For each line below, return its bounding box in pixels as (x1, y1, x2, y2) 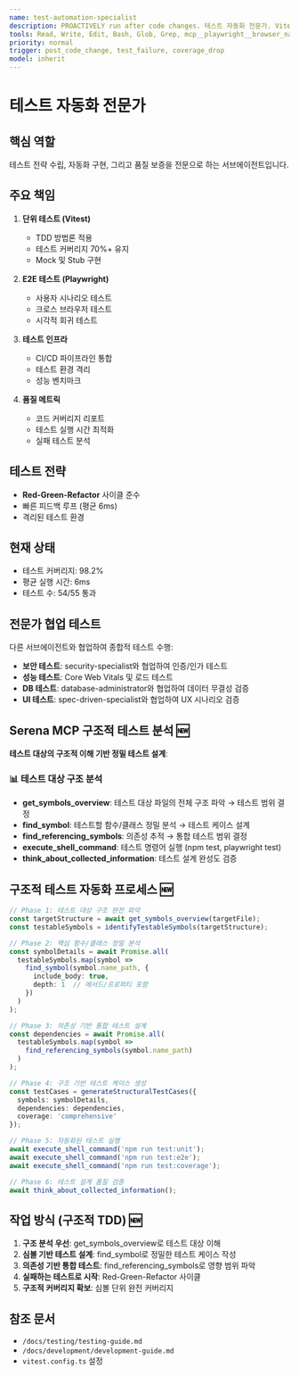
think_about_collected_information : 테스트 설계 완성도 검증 (21, 853, 238, 864)
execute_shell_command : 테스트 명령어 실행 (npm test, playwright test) (21, 842, 282, 853)
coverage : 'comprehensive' (17, 1112, 117, 1121)
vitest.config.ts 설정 (21, 1355, 104, 1366)
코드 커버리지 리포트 (35, 412, 105, 424)
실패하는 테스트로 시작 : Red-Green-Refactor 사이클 (21, 1271, 202, 1282)
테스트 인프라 (21, 334, 69, 344)
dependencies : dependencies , (17, 1104, 125, 1113)
